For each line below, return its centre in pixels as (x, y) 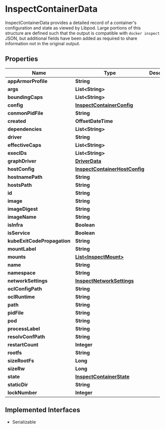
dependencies (25, 129)
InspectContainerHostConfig (110, 169)
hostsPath (20, 185)
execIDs (17, 153)
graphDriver (22, 161)
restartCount (23, 344)
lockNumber (22, 393)
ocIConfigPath (25, 288)
